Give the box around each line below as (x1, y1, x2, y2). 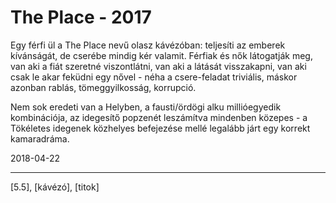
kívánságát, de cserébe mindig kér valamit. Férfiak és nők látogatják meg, (10, 49, 313, 61)
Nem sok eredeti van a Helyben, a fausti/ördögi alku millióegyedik (10, 101, 282, 113)
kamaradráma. (10, 132, 70, 145)
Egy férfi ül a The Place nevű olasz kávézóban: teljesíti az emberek (10, 39, 286, 51)
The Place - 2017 (10, 6, 152, 29)
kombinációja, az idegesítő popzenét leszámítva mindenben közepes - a (10, 111, 308, 123)
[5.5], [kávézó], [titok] (10, 181, 100, 193)
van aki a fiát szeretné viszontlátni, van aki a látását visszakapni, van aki (10, 60, 307, 72)
